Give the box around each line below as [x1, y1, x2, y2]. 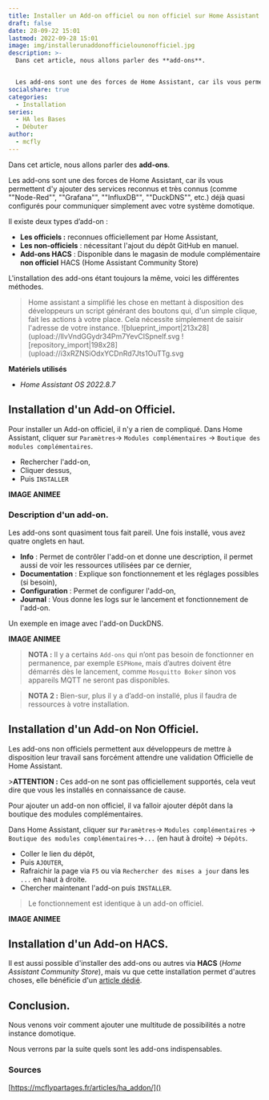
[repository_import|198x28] [27, 340, 118, 349]
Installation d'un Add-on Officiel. [8, 403, 176, 417]
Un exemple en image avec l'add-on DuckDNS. [8, 618, 164, 628]
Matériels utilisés [8, 364, 67, 373]
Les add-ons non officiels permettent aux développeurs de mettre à [8, 744, 232, 753]
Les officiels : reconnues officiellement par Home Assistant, [19, 232, 219, 242]
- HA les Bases [15, 116, 66, 124]
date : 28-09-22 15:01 [8, 26, 81, 35]
